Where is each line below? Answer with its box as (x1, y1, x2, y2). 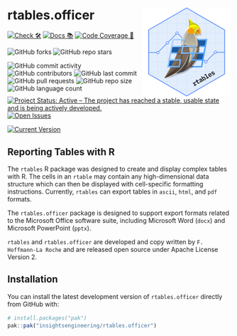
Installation (7, 273, 58, 285)
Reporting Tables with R (7, 146, 115, 158)
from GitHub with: (7, 300, 60, 308)
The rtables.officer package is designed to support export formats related (7, 209, 229, 217)
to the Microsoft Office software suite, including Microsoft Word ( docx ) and (7, 216, 226, 224)
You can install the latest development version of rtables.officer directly (7, 292, 223, 300)
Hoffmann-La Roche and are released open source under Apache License (7, 246, 219, 253)
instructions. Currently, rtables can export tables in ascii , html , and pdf (7, 187, 218, 196)
